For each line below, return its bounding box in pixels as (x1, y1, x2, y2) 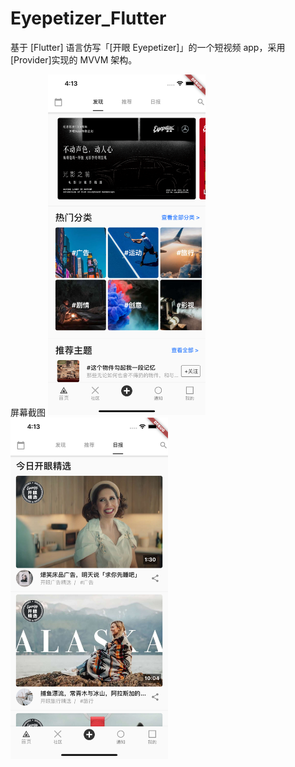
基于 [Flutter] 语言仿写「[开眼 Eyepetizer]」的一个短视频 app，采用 (10, 41, 286, 53)
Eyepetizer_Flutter (10, 7, 167, 30)
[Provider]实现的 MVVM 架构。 (10, 53, 138, 66)
